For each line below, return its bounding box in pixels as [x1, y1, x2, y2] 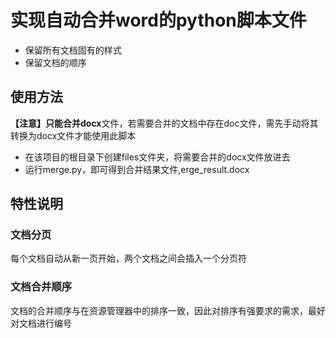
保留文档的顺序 [24, 56, 87, 68]
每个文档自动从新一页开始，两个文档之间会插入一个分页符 [10, 252, 247, 265]
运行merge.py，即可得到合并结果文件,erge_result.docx [24, 163, 250, 175]
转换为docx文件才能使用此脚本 [10, 129, 137, 141]
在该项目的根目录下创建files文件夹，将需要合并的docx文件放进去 [24, 151, 291, 163]
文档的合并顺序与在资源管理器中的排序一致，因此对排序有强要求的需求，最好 [10, 304, 326, 316]
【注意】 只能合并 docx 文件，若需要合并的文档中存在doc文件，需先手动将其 [10, 117, 319, 129]
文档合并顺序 [10, 280, 73, 294]
